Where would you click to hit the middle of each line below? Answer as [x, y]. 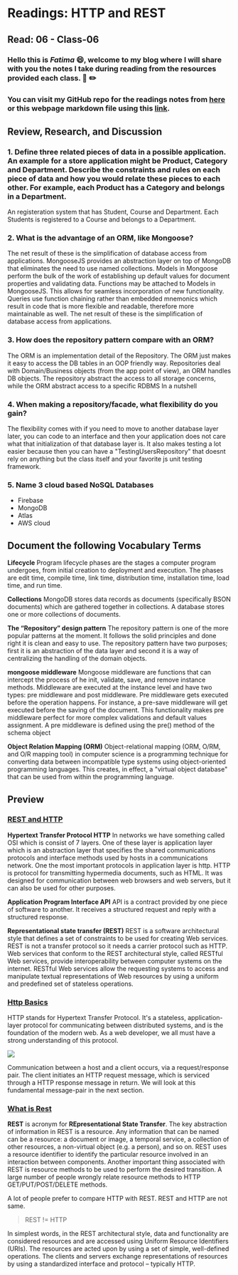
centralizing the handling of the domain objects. [77, 659]
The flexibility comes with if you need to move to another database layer [113, 428]
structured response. [38, 917]
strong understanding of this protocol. [63, 1041]
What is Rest [29, 1109]
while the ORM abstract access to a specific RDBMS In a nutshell [102, 385]
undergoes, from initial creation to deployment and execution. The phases [115, 571]
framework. [24, 467]
